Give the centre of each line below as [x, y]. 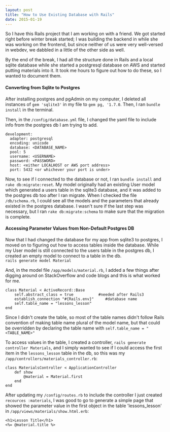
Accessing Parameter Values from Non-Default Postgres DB [70, 228]
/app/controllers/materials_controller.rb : [52, 358]
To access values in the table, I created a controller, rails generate [76, 342]
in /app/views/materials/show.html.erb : [47, 411]
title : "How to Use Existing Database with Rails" [60, 15]
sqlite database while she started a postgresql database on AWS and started [85, 65]
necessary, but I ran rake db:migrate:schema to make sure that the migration [85, 211]
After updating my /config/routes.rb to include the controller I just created [84, 395]
